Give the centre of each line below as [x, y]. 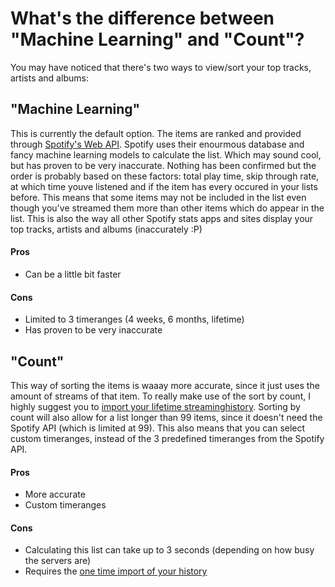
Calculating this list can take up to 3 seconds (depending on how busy [169, 550]
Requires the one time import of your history [116, 571]
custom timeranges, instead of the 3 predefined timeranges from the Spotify [167, 438]
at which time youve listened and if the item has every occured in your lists [164, 186]
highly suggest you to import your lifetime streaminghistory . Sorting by [155, 406]
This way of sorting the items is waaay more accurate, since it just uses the [165, 385]
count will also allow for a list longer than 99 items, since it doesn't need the [166, 417]
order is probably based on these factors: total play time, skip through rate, [165, 176]
